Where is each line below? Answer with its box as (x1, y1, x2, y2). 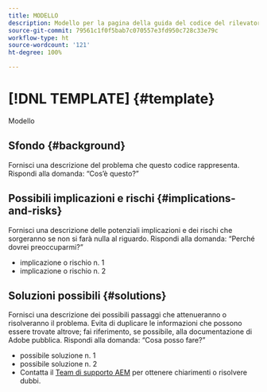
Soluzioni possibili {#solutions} (8, 289, 167, 302)
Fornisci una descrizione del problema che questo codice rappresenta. (8, 160, 240, 169)
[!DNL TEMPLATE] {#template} (8, 90, 215, 108)
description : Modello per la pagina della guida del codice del (8, 19, 226, 27)
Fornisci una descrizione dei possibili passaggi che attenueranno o (8, 310, 227, 320)
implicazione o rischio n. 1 (19, 258, 105, 267)
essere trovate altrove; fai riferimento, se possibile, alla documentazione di (8, 327, 253, 336)
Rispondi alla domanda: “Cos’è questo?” (8, 169, 139, 178)
